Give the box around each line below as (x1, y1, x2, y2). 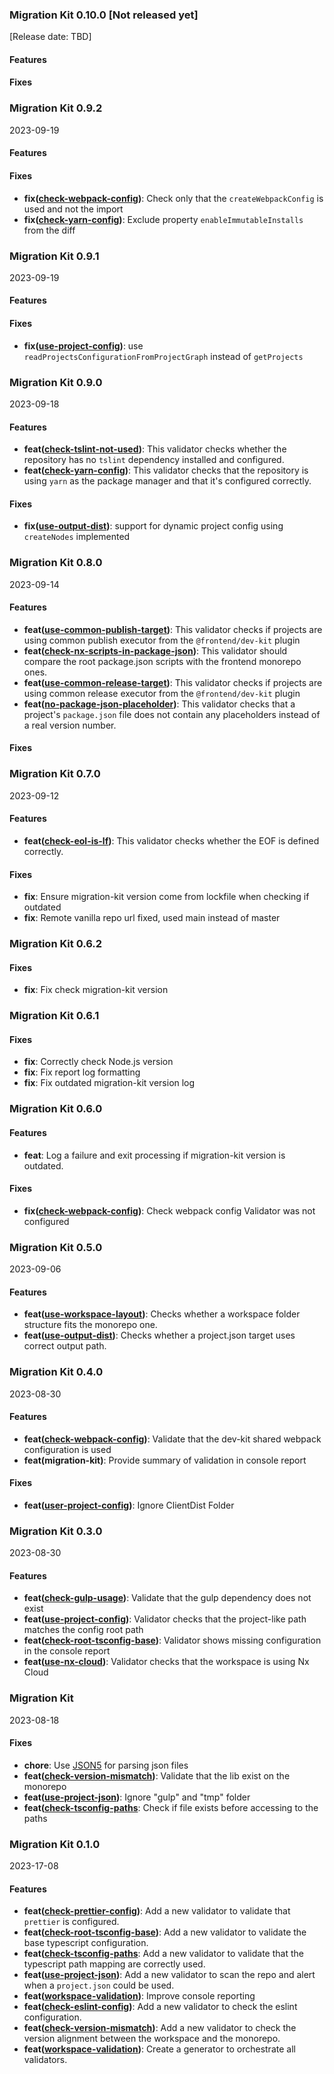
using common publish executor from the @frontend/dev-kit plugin (23, 634, 301, 646)
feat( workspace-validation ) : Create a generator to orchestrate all (23, 2043, 296, 2055)
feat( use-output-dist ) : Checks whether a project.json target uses (23, 1329, 296, 1342)
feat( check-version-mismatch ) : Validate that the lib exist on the (23, 1769, 291, 1782)
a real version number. (23, 719, 117, 731)
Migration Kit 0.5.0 (9, 1240, 103, 1254)
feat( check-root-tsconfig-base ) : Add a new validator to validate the (23, 1926, 307, 1938)
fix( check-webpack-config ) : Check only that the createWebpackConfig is (23, 192, 324, 204)
